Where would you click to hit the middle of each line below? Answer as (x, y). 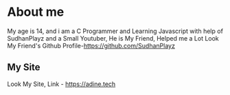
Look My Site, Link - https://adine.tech (61, 84)
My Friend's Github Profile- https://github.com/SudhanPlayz (91, 45)
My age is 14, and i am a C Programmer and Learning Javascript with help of (115, 31)
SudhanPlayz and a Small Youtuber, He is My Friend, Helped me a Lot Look (113, 38)
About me (36, 12)
